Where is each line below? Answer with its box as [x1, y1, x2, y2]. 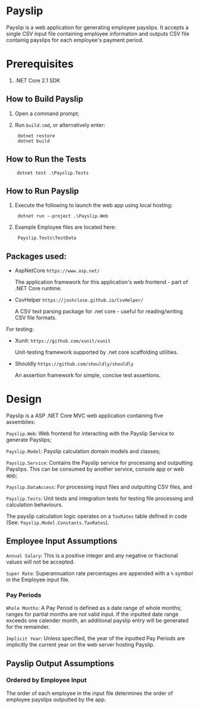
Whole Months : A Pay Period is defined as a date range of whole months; [6, 604, 182, 612]
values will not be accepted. [6, 558, 75, 565]
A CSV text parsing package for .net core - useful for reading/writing [14, 308, 183, 315]
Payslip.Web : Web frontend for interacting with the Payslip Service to [6, 430, 174, 437]
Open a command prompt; [14, 110, 80, 117]
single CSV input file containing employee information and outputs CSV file [6, 30, 189, 37]
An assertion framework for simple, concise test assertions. [14, 372, 161, 379]
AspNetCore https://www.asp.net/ [14, 267, 100, 274]
